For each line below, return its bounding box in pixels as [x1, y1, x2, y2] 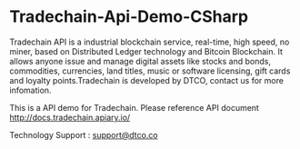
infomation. [9, 84, 52, 95]
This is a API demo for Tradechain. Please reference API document [9, 102, 259, 113]
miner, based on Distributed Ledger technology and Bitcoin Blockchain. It [9, 45, 284, 56]
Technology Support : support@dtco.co [9, 129, 158, 140]
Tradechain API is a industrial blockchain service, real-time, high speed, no [9, 36, 290, 47]
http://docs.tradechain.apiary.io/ [9, 112, 131, 123]
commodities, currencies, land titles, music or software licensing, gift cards [9, 65, 291, 76]
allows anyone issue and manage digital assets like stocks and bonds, [9, 55, 271, 66]
